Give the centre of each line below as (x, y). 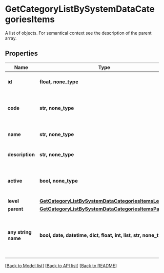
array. (11, 38)
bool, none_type (59, 181)
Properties (21, 54)
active (15, 181)
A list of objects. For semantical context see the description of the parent (78, 33)
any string (20, 232)
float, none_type (59, 82)
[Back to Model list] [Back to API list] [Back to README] (61, 266)
